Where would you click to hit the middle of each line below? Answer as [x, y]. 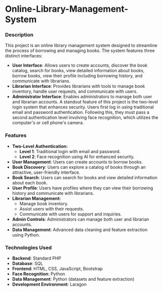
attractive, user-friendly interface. [46, 172]
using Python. [26, 235]
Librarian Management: [36, 198]
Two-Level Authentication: [40, 146]
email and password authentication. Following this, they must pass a [81, 112]
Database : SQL [28, 264]
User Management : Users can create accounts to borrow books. [77, 162]
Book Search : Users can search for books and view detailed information [85, 177]
